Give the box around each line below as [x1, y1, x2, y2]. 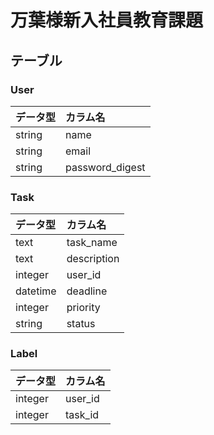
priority [66, 301, 101, 315]
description [66, 252, 120, 266]
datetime [15, 284, 57, 298]
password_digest [65, 160, 146, 174]
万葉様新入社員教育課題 [10, 9, 204, 32]
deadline [66, 284, 108, 298]
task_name [66, 236, 118, 250]
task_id [65, 408, 100, 422]
